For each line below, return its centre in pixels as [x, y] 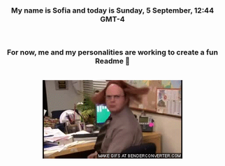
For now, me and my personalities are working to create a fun [112, 52]
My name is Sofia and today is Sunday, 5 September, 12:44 [112, 10]
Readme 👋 [112, 61]
